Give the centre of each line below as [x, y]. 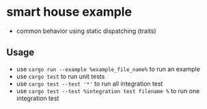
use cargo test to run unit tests [60, 76]
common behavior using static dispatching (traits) [86, 31]
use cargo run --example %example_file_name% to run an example [108, 69]
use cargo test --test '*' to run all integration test [89, 84]
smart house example [69, 12]
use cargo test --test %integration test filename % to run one [108, 90]
